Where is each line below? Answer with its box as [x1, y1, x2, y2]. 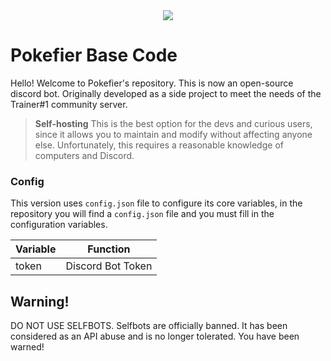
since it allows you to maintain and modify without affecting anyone [34, 128, 313, 140]
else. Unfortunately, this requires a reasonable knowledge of [34, 139, 284, 151]
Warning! [10, 293, 70, 310]
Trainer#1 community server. [10, 98, 128, 110]
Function [87, 242, 131, 256]
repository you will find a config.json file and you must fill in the [10, 208, 275, 220]
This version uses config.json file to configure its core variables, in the [10, 197, 303, 209]
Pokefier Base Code [10, 44, 178, 67]
